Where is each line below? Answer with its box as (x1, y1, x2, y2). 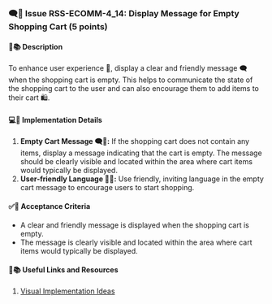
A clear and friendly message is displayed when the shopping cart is (19, 219, 249, 230)
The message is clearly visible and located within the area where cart (19, 237, 253, 247)
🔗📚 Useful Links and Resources (8, 265, 119, 275)
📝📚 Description (8, 41, 63, 51)
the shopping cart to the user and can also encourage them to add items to (8, 84, 260, 93)
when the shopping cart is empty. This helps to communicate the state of (8, 75, 253, 85)
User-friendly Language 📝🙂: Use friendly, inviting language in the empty (19, 174, 264, 184)
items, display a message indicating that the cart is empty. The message (19, 148, 262, 158)
